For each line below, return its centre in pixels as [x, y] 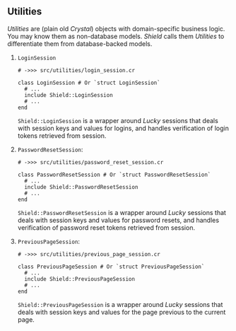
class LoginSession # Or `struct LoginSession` [89, 83]
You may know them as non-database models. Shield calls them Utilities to [116, 36]
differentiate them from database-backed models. [80, 43]
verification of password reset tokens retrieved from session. [106, 227]
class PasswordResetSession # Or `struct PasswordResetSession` [114, 175]
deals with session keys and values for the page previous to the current [122, 312]
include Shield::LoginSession [69, 95]
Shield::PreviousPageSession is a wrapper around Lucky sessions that [120, 304]
